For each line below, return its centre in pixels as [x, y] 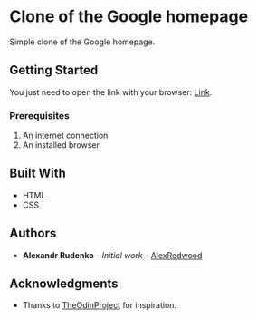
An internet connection [65, 135]
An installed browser [61, 145]
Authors [33, 233]
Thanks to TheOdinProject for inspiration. [100, 305]
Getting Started [54, 70]
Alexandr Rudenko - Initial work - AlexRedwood [112, 255]
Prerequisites [39, 115]
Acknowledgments [64, 284]
